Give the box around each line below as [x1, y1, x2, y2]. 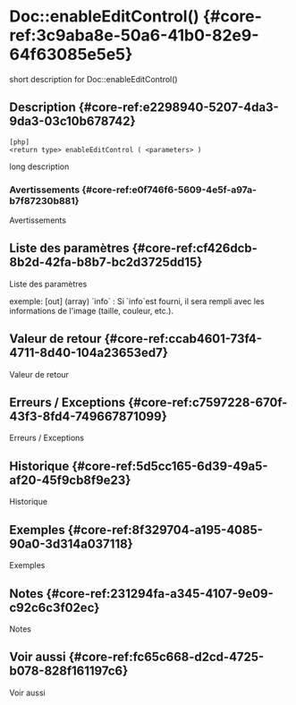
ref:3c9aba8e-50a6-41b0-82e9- [9, 25, 259, 46]
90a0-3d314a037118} [9, 536, 134, 551]
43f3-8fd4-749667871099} [9, 409, 167, 424]
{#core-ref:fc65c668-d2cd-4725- [68, 650, 265, 665]
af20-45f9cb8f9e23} [9, 472, 131, 488]
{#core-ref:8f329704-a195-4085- [67, 522, 264, 538]
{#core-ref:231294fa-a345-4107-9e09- [46, 586, 275, 601]
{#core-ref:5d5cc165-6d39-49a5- [71, 458, 268, 473]
